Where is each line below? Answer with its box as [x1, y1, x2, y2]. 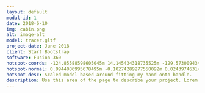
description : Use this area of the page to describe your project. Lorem [6, 77, 198, 83]
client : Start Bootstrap [6, 49, 70, 55]
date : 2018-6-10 [6, 20, 48, 26]
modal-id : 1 [6, 15, 37, 21]
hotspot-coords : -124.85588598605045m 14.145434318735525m [6, 60, 160, 66]
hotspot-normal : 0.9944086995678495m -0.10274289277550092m [6, 65, 163, 72]
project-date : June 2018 [6, 43, 70, 50]
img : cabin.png [6, 26, 45, 32]
